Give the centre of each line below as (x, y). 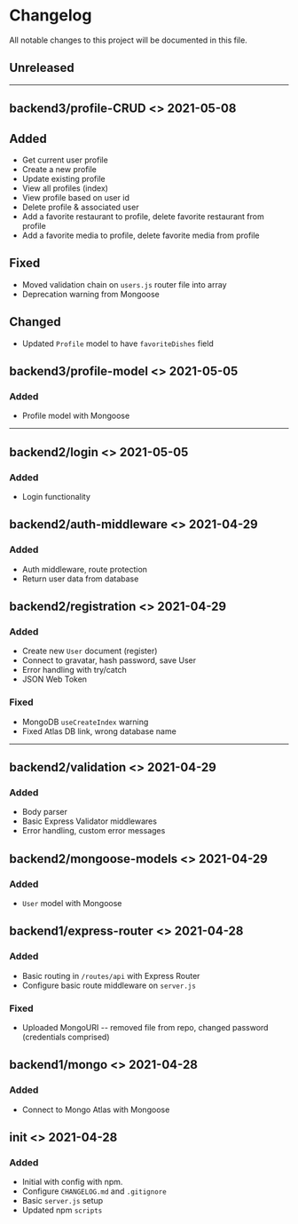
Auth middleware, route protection (85, 569)
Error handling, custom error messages (94, 831)
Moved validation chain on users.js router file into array (125, 284)
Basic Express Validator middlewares (90, 821)
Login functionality (56, 496)
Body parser (45, 812)
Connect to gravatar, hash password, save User (109, 660)
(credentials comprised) (66, 1037)
